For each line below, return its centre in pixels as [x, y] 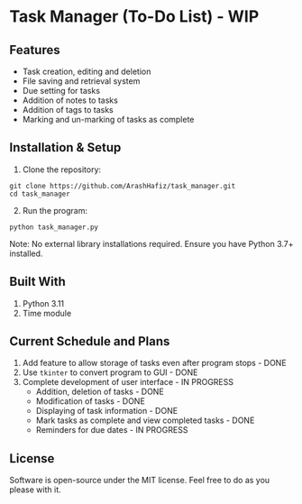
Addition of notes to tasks [70, 100]
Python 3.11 [43, 303]
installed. [26, 253]
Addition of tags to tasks [68, 110]
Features [35, 50]
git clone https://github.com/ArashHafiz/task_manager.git [123, 186]
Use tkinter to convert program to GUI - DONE [110, 372]
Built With [37, 282]
